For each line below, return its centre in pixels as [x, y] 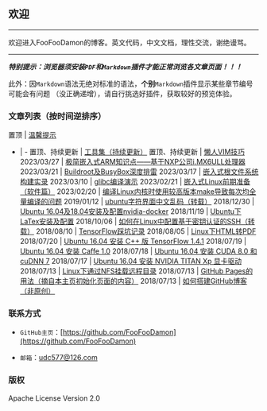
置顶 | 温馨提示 [33, 135]
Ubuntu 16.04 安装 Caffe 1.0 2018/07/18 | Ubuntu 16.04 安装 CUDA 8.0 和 [138, 251]
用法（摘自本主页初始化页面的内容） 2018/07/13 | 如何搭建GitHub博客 [133, 281]
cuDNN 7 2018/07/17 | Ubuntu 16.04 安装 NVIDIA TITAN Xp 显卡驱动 [131, 262]
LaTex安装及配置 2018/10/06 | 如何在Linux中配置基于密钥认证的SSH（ [134, 222]
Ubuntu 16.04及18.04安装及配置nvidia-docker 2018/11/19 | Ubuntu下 [131, 211]
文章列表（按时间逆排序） [57, 116]
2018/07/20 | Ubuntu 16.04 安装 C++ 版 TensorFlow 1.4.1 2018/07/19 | [133, 242]
